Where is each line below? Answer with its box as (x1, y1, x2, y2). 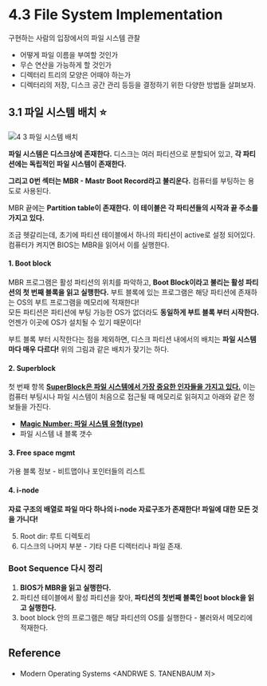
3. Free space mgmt (8, 448, 76, 457)
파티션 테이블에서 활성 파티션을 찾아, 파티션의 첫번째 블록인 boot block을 (19, 592, 247, 602)
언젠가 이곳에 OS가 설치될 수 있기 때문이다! (8, 317, 142, 327)
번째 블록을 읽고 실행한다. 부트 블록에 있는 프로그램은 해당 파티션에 (30, 287, 237, 297)
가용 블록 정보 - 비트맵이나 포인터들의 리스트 (8, 466, 146, 477)
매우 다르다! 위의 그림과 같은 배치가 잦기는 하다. (22, 344, 170, 353)
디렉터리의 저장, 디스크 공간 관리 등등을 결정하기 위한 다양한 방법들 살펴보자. (19, 80, 257, 90)
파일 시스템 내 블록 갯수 (19, 429, 93, 439)
